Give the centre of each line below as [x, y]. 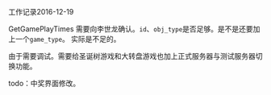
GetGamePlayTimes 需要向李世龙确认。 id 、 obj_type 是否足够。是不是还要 [131, 29]
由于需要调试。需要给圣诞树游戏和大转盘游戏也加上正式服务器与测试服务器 [132, 56]
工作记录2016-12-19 [41, 12]
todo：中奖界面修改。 [44, 83]
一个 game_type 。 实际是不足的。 [68, 39]
